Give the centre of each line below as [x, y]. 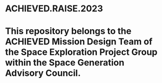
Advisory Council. [43, 73]
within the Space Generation [65, 63]
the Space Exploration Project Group [81, 52]
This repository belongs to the [68, 31]
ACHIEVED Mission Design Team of [79, 42]
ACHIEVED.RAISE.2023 [54, 9]
